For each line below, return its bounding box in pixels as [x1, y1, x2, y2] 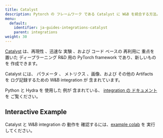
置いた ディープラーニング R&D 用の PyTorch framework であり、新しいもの [5, 54, 157, 60]
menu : [5, 16, 16, 21]
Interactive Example [5, 108, 67, 116]
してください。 [5, 127, 35, 133]
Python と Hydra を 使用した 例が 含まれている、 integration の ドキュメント [5, 87, 157, 93]
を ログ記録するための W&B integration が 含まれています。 [5, 77, 123, 83]
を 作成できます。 [5, 60, 40, 66]
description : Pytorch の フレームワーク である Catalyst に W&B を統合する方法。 [5, 12, 161, 17]
